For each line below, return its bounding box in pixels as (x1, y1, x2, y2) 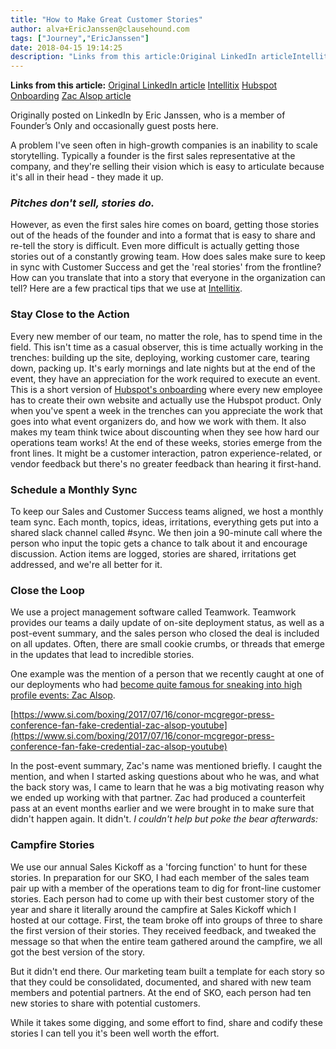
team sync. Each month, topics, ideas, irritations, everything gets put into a (10, 516, 319, 528)
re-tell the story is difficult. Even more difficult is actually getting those (10, 240, 300, 252)
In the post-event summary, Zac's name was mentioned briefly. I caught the (10, 760, 323, 772)
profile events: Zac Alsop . (10, 689, 116, 701)
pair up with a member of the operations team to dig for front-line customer (10, 882, 322, 894)
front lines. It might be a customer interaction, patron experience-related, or (10, 447, 323, 459)
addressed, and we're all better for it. (10, 559, 163, 571)
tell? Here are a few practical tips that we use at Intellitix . (10, 282, 243, 295)
